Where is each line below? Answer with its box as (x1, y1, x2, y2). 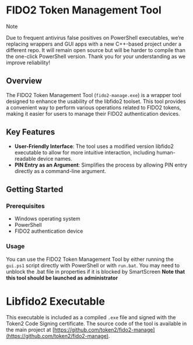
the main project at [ (6, 326, 55, 333)
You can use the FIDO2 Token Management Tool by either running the (6, 256, 174, 263)
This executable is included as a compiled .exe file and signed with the (6, 314, 176, 321)
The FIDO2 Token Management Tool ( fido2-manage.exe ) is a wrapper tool (6, 91, 182, 98)
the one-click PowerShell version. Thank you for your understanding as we (6, 53, 186, 60)
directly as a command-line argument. (14, 167, 107, 174)
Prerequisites (6, 202, 45, 210)
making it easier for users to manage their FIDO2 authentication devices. (6, 110, 180, 117)
